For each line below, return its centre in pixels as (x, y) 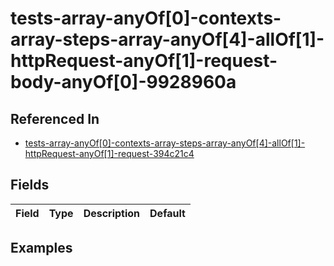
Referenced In (55, 118)
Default (167, 213)
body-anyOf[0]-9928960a (123, 82)
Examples (41, 248)
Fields (30, 185)
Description (112, 213)
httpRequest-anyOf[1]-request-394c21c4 (109, 153)
